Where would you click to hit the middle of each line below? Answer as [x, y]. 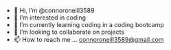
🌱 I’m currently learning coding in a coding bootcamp [89, 25]
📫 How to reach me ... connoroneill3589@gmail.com [89, 40]
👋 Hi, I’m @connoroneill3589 [54, 10]
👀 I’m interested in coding [50, 18]
